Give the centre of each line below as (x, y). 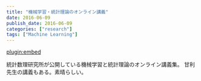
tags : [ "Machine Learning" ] (42, 35)
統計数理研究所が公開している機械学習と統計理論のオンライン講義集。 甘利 (101, 65)
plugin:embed (24, 52)
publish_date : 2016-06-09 (39, 23)
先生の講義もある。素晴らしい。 (46, 72)
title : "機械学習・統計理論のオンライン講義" (57, 12)
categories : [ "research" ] (39, 29)
